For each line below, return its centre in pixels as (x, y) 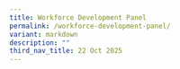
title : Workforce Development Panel (78, 17)
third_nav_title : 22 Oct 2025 (66, 51)
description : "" (40, 43)
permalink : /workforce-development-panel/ (90, 26)
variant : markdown (44, 34)
